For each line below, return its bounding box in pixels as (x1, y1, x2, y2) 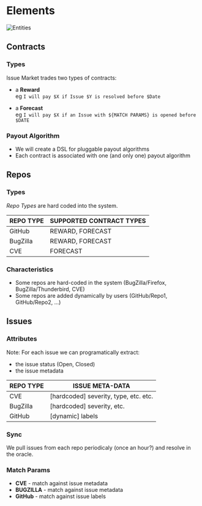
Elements (6, 4, 55, 18)
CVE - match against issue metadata (15, 480, 108, 487)
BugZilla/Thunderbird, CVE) (15, 285, 85, 293)
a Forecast (15, 104, 43, 111)
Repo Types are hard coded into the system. (6, 202, 118, 209)
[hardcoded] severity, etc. (50, 402, 125, 410)
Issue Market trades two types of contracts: (6, 74, 117, 81)
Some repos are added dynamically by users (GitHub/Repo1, (15, 292, 168, 299)
